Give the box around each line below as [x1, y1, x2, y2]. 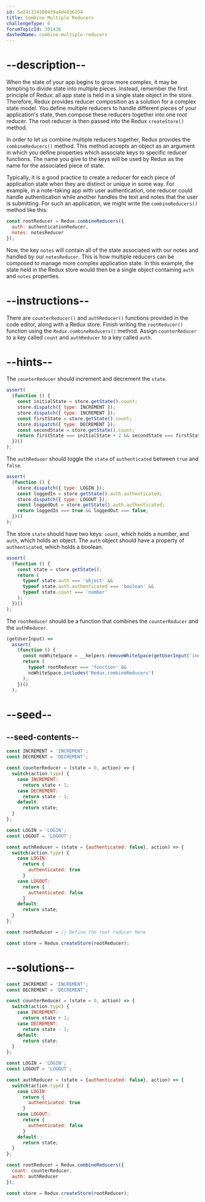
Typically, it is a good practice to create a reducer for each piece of [6, 174, 176, 181]
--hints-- [6, 355, 53, 369]
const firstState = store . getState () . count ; [17, 415, 132, 421]
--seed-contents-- [6, 732, 79, 743]
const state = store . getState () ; [17, 566, 103, 573]
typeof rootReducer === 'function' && [28, 664, 127, 671]
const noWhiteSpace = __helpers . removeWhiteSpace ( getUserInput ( [22, 653, 190, 659]
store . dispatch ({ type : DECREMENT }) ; [17, 421, 116, 428]
